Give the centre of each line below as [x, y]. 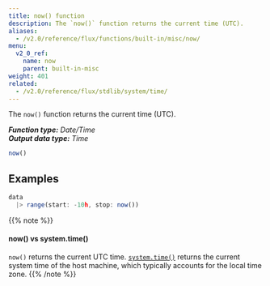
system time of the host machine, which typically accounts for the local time [135, 266]
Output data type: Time [49, 139]
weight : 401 [28, 76]
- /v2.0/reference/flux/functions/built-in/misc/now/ [108, 38]
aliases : [23, 31]
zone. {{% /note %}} [42, 274]
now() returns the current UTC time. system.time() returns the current [124, 257]
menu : [17, 46]
